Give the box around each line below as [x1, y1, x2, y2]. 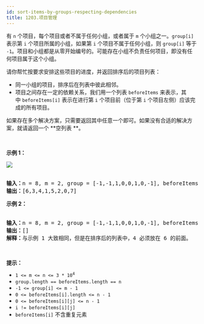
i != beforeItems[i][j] [15, 305, 76, 311]
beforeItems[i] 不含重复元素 [15, 311, 87, 318]
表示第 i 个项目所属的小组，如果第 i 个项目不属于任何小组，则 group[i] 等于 [6, 40, 197, 47]
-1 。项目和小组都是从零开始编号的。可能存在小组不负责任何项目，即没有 [6, 47, 188, 55]
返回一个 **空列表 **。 [27, 124, 84, 132]
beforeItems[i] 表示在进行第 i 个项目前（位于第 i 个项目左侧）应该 [22, 96, 190, 104]
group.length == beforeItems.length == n [15, 278, 121, 285]
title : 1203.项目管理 [6, 15, 58, 21]
